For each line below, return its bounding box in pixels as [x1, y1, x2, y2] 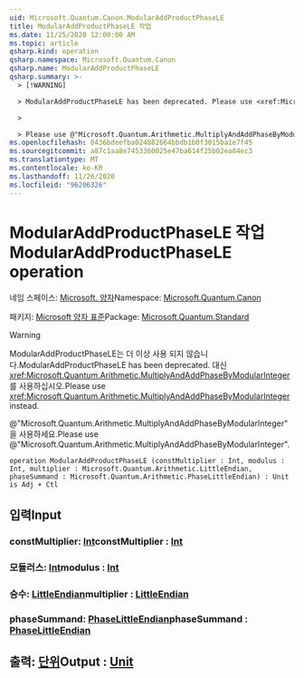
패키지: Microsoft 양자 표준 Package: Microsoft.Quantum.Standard [9, 312, 250, 323]
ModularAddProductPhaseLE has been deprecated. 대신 [18, 360, 228, 371]
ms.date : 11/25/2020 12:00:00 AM [9, 30, 136, 39]
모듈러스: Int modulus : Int [9, 561, 119, 574]
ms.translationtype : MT [9, 155, 100, 164]
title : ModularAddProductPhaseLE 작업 [9, 22, 152, 31]
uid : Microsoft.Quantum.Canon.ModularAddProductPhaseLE [9, 13, 224, 23]
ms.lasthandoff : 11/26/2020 [9, 171, 116, 181]
